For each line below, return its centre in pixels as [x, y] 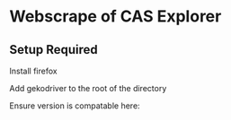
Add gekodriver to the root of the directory [88, 88]
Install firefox [33, 71]
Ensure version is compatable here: [75, 106]
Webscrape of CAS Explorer [115, 17]
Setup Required [54, 50]
